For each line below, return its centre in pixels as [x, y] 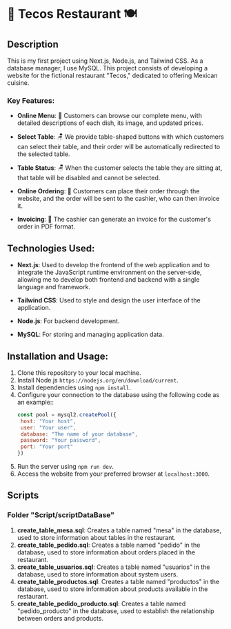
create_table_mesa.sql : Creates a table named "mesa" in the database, [119, 530]
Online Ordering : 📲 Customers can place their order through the [108, 191]
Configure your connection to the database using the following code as [118, 394]
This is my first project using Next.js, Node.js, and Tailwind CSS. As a [105, 61]
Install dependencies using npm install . [74, 387]
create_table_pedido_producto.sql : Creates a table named [101, 603]
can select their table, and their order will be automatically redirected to [119, 147]
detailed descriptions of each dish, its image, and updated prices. [110, 123]
